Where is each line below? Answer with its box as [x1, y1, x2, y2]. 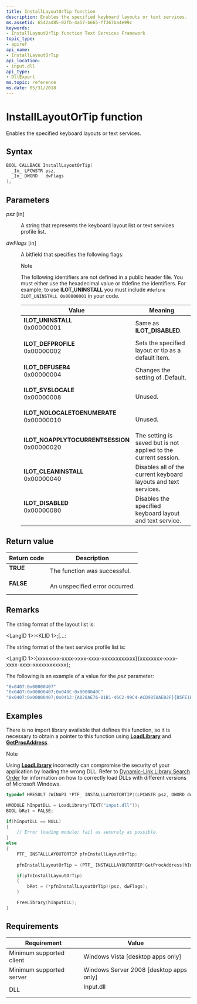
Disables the [135, 494, 170, 503]
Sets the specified [135, 339, 185, 347]
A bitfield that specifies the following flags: [21, 251, 124, 258]
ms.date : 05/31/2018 [6, 85, 57, 91]
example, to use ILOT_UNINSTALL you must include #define [21, 286, 166, 293]
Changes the [135, 366, 171, 374]
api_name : [6, 47, 30, 53]
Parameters [6, 195, 50, 205]
